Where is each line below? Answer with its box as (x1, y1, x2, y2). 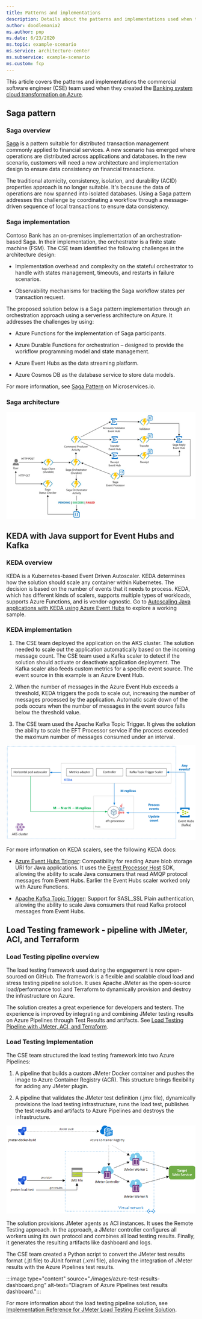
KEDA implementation (6, 626, 72, 634)
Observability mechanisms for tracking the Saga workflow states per (14, 287, 185, 294)
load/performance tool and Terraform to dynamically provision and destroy (6, 986, 192, 993)
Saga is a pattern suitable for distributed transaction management (6, 140, 169, 147)
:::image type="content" (6, 1275, 66, 1282)
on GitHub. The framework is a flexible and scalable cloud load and (28, 972, 194, 980)
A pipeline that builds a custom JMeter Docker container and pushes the (14, 1069, 195, 1077)
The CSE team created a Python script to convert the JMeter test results (6, 1250, 185, 1258)
